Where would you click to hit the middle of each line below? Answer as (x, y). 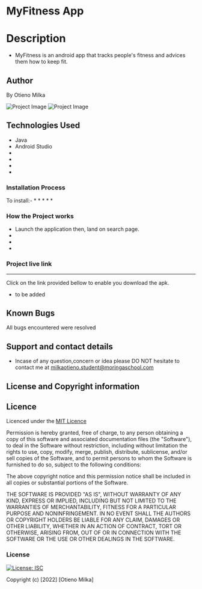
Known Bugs (31, 313)
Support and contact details (60, 346)
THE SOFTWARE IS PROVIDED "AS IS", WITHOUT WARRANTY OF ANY (94, 495)
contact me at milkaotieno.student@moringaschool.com (84, 367)
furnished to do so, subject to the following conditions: (74, 465)
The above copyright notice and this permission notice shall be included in (98, 477)
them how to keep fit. (41, 62)
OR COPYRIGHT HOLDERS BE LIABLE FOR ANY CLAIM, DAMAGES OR (93, 520)
